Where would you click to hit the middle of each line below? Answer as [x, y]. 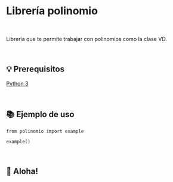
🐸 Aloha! [22, 171]
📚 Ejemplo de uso [40, 114]
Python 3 [17, 83]
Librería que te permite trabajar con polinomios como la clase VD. [86, 39]
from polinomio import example [45, 131]
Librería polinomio [52, 11]
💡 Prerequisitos [35, 69]
